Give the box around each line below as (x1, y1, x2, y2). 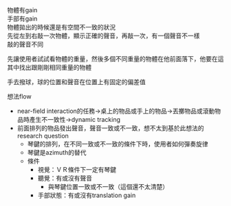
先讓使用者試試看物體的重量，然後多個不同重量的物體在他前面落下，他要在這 (7, 55, 224, 63)
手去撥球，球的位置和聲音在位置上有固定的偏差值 (7, 78, 146, 86)
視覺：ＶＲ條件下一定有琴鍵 (37, 166, 117, 173)
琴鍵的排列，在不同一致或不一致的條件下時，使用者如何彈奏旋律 (27, 140, 208, 148)
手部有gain (7, 14, 38, 23)
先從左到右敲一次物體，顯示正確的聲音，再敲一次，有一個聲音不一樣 (7, 31, 200, 40)
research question (16, 132, 69, 140)
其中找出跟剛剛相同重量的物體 (7, 64, 91, 71)
